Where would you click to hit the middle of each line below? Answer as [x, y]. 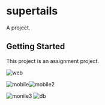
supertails [32, 11]
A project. [18, 28]
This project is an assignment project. [53, 61]
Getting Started [36, 46]
